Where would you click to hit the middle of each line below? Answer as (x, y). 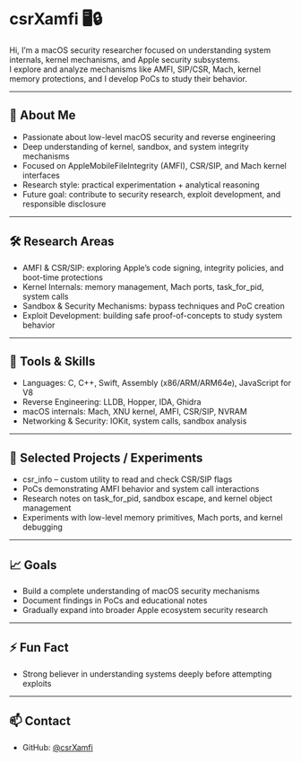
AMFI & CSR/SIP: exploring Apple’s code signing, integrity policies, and (153, 267)
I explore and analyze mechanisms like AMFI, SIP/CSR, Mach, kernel (135, 69)
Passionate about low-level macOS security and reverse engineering (149, 136)
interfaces (41, 175)
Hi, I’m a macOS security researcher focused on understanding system (140, 50)
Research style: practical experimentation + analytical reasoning (141, 184)
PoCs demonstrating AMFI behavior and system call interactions (141, 489)
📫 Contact (40, 721)
